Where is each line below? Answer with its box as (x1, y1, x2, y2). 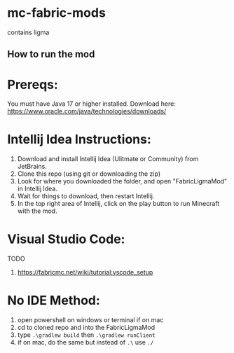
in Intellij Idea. (17, 184, 58, 193)
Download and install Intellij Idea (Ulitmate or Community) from (17, 155, 199, 163)
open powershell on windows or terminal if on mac (17, 316, 164, 324)
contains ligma (7, 28, 50, 36)
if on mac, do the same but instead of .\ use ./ (17, 338, 154, 347)
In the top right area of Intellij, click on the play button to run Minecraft (17, 200, 220, 208)
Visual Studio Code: (7, 231, 125, 247)
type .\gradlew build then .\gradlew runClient (17, 331, 156, 339)
